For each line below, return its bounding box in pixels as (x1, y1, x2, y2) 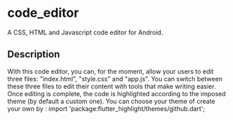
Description (7, 48, 60, 60)
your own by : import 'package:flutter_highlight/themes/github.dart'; (7, 104, 205, 113)
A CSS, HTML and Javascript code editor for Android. (7, 28, 164, 36)
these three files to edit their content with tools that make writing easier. (7, 82, 217, 91)
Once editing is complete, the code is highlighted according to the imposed (7, 89, 226, 98)
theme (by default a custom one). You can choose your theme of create (7, 97, 215, 105)
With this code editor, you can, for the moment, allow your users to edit (7, 67, 214, 75)
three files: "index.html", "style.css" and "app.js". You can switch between (7, 74, 223, 83)
